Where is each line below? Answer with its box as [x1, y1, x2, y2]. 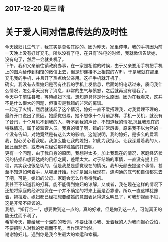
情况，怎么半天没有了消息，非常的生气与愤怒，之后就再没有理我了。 [9, 88, 150, 94]
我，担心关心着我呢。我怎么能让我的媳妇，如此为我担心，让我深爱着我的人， [5, 138, 163, 144]
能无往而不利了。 [5, 213, 40, 219]
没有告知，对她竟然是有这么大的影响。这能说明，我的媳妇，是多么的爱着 [9, 131, 158, 137]
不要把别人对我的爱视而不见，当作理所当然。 [5, 225, 97, 231]
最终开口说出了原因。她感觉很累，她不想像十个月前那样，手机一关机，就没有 [5, 113, 163, 119]
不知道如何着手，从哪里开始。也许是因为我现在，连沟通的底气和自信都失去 [9, 169, 163, 175]
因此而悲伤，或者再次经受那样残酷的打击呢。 [5, 144, 97, 150]
